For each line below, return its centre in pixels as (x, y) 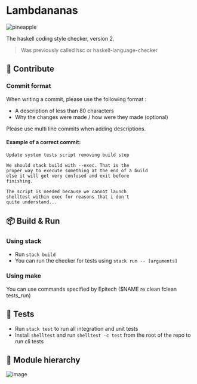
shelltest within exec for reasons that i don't (68, 197)
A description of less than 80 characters (64, 111)
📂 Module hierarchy (43, 360)
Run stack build (35, 254)
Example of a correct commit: (44, 142)
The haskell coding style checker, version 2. (60, 38)
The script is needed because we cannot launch (67, 191)
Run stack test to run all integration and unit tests (76, 328)
